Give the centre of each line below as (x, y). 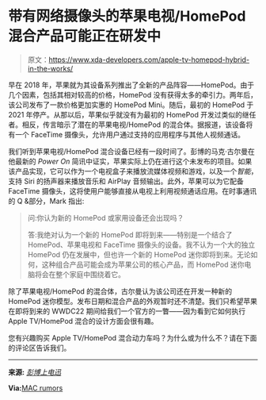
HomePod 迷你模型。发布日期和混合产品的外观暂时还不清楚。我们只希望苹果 (133, 301)
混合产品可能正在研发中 (85, 36)
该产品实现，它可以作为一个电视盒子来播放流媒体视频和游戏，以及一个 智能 (129, 171)
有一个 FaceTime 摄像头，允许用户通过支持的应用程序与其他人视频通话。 (127, 134)
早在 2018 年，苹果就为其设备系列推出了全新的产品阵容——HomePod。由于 (131, 85)
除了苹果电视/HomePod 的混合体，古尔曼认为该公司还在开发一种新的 (120, 291)
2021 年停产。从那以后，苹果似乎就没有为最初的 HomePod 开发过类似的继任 (132, 114)
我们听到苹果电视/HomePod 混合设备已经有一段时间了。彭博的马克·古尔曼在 (132, 151)
